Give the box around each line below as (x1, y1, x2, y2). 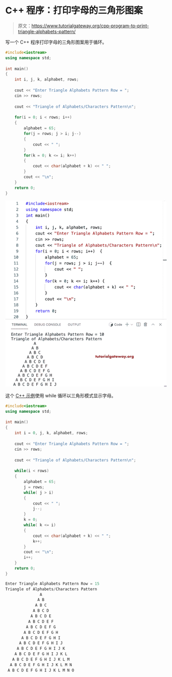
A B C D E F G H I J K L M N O (7, 668, 74, 673)
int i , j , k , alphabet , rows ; (14, 77, 79, 82)
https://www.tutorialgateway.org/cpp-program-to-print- (31, 23, 149, 29)
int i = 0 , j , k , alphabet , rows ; (14, 431, 88, 436)
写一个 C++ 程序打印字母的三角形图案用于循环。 (5, 39, 107, 45)
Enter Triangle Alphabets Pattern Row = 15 (5, 581, 100, 586)
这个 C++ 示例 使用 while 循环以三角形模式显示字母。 (5, 392, 116, 398)
